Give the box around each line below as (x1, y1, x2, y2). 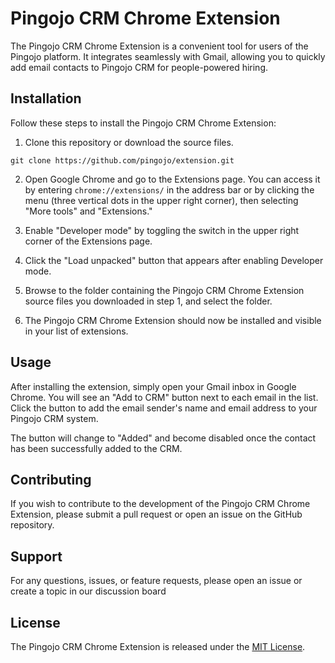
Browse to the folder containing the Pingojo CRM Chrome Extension (24, 284, 305, 296)
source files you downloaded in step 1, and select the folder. (24, 295, 273, 307)
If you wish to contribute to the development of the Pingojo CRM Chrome (10, 498, 311, 510)
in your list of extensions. (24, 325, 129, 337)
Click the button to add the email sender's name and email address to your (10, 402, 318, 414)
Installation (10, 90, 82, 107)
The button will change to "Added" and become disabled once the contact (10, 432, 317, 444)
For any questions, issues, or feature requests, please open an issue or (10, 575, 303, 587)
